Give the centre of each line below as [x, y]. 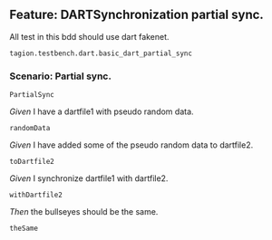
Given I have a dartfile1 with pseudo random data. [102, 111]
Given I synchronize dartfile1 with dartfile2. [89, 178]
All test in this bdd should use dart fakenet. [89, 36]
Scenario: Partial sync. [60, 76]
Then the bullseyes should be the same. [84, 212]
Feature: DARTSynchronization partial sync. [137, 15]
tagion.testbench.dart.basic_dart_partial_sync [101, 53]
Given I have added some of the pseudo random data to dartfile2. [131, 145]
